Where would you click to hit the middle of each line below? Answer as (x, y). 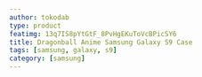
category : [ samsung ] (48, 58)
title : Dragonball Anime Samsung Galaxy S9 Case (101, 42)
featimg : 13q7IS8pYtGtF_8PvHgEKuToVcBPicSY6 (93, 34)
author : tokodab (39, 17)
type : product (36, 26)
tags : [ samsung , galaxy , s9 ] (63, 50)
